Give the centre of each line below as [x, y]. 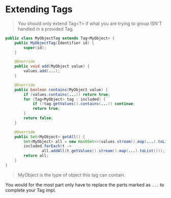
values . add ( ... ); [42, 71]
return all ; [36, 156]
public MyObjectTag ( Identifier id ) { [54, 43]
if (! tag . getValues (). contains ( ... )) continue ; [84, 104]
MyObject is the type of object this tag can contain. [72, 175]
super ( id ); [35, 48]
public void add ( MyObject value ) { [52, 66]
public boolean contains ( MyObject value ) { [61, 90]
